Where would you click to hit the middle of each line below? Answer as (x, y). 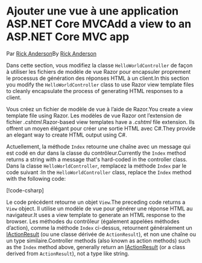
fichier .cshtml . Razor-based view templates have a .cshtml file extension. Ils (100, 122)
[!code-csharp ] (25, 190)
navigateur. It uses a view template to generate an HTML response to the (96, 215)
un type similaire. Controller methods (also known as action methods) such (99, 241)
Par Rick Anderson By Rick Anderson (52, 53)
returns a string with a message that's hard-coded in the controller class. (97, 159)
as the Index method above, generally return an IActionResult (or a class (96, 247)
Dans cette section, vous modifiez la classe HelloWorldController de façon (99, 65)
